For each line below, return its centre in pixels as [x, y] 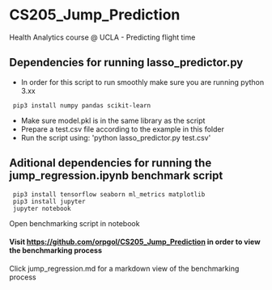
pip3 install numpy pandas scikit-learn [82, 105]
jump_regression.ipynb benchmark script [116, 176]
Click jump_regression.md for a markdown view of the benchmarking [124, 268]
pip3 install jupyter [49, 201]
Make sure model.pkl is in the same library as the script [113, 120]
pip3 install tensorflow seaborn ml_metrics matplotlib [109, 194]
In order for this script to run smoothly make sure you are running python [142, 82]
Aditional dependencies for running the [110, 163]
